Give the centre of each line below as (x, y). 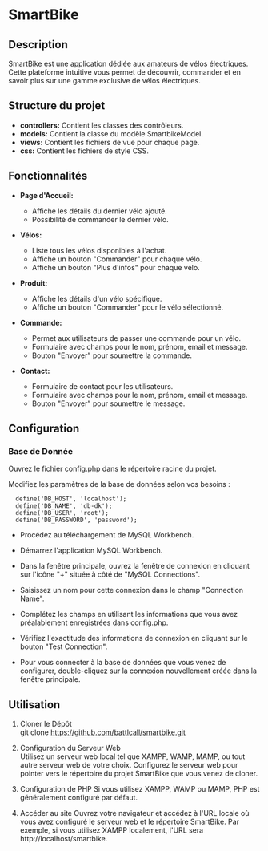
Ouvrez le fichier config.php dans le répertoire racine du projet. (112, 469)
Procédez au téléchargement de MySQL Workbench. (107, 535)
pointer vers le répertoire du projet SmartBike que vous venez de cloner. (139, 774)
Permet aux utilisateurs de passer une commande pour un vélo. (136, 338)
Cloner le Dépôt (46, 724)
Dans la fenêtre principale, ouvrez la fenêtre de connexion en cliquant (135, 566)
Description (38, 45)
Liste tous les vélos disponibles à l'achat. (99, 250)
